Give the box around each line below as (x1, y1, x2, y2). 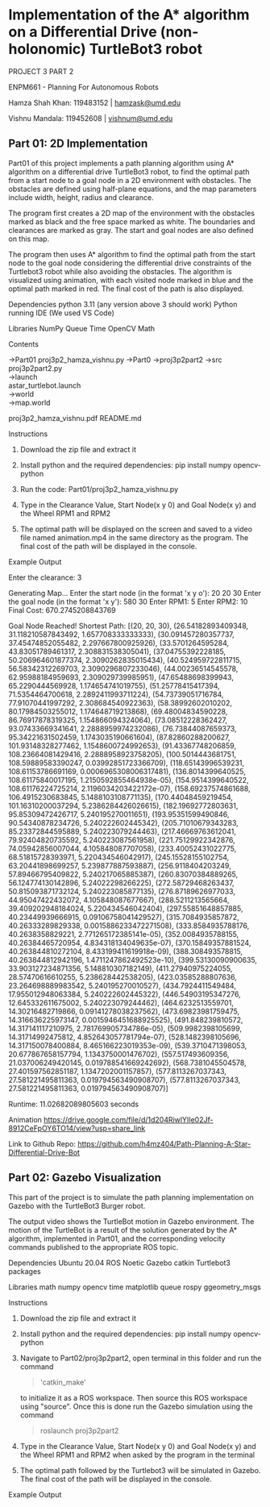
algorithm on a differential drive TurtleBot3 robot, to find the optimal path (8, 167, 250, 177)
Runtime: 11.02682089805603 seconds (8, 1099, 139, 1109)
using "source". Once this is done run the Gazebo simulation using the (19, 1401, 253, 1411)
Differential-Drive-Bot (8, 1147, 81, 1157)
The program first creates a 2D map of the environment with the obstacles (8, 208, 255, 218)
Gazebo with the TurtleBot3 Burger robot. (8, 1201, 146, 1210)
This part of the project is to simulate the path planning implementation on (8, 1192, 254, 1202)
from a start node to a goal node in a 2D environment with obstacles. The (8, 175, 251, 185)
